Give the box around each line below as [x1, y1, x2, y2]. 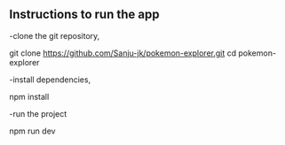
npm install [9, 91, 50, 102]
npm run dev [9, 126, 56, 136]
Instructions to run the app [9, 7, 160, 22]
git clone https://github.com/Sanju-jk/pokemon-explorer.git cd [9, 48, 237, 58]
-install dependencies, [9, 74, 91, 85]
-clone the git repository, [9, 30, 100, 41]
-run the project [9, 108, 67, 118]
